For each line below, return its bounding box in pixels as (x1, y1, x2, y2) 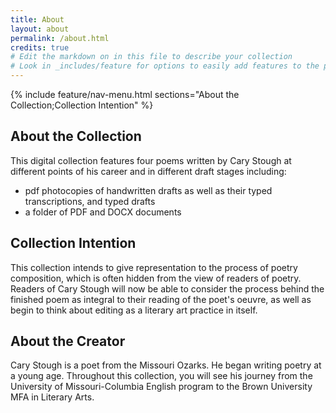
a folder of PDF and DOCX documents (24, 206, 182, 218)
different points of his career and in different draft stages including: (10, 165, 287, 177)
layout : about (10, 24, 70, 34)
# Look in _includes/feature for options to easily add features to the (10, 61, 320, 71)
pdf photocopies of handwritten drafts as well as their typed (24, 184, 273, 196)
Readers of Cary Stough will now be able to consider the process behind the (10, 282, 325, 295)
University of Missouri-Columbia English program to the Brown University (10, 381, 313, 393)
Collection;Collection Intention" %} (10, 99, 154, 111)
